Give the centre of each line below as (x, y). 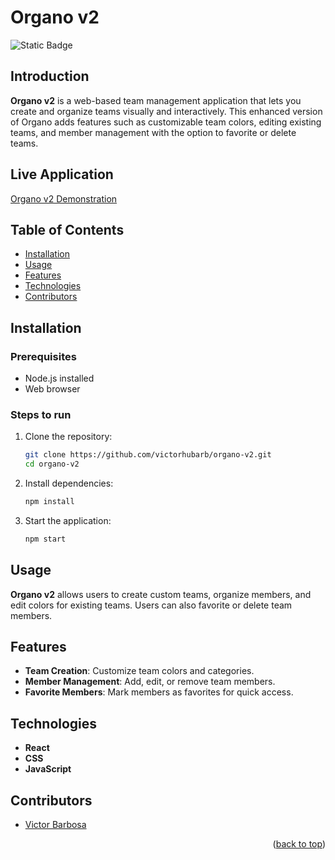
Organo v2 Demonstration (64, 198)
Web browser (52, 389)
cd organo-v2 (52, 464)
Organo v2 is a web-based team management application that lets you (156, 100)
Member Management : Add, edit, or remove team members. (150, 682)
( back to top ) (299, 844)
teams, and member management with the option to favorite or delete (153, 132)
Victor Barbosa (55, 825)
